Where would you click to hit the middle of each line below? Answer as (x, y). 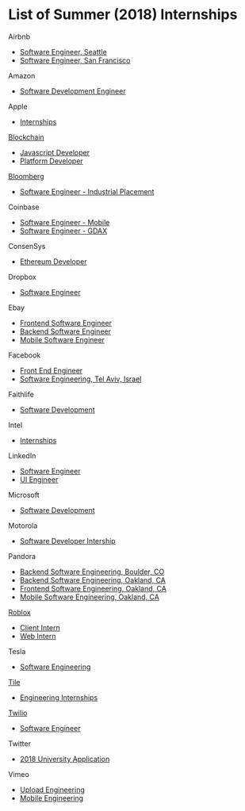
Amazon (22, 75)
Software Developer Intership (68, 541)
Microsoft (24, 495)
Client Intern (40, 627)
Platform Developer (51, 161)
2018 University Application (65, 759)
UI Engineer (39, 479)
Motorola (23, 526)
